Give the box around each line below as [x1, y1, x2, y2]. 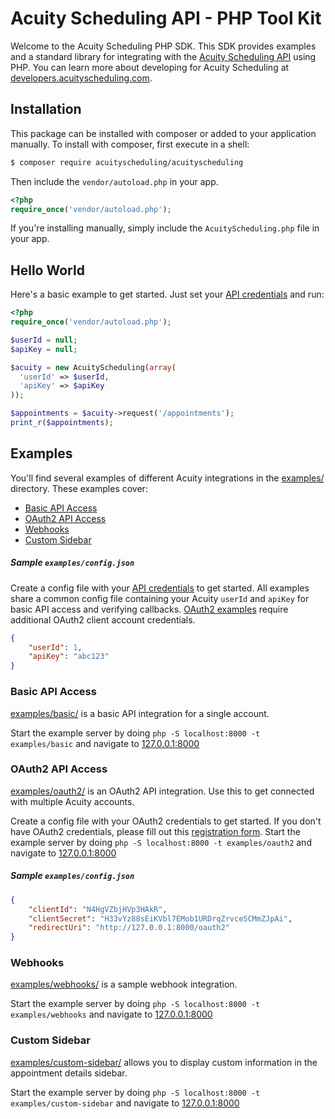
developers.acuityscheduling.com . [10, 72, 153, 84]
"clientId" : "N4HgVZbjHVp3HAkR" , [28, 904, 168, 914]
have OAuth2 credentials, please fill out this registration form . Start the [10, 825, 301, 837]
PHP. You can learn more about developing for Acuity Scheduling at [10, 61, 290, 73]
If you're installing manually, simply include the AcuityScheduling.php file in [10, 222, 320, 234]
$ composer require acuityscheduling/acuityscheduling [10, 157, 244, 167]
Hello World [10, 262, 85, 279]
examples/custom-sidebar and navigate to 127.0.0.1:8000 [10, 1097, 240, 1109]
